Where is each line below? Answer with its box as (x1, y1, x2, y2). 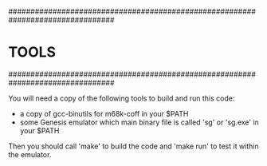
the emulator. (8, 149, 52, 159)
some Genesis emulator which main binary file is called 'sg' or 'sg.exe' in (19, 117, 259, 127)
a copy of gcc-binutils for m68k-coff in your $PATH (19, 109, 189, 118)
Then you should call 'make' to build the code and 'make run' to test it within (8, 141, 259, 151)
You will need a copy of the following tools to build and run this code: (8, 93, 235, 103)
